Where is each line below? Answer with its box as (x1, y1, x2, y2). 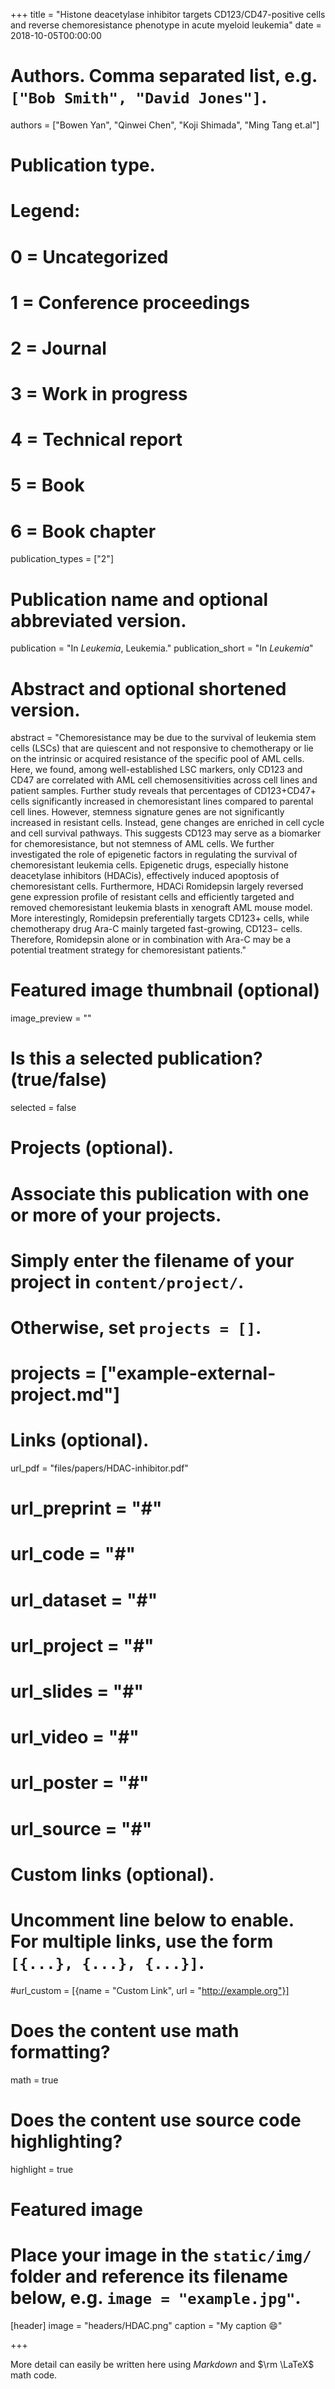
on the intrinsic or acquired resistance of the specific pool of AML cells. (10, 753, 305, 765)
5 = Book (10, 474, 85, 497)
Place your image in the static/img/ (10, 2244, 312, 2266)
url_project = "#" (10, 1634, 155, 1657)
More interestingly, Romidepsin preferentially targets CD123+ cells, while (10, 912, 310, 924)
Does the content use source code (10, 2109, 302, 2131)
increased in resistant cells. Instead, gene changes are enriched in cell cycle (10, 817, 325, 829)
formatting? (10, 2040, 111, 2063)
